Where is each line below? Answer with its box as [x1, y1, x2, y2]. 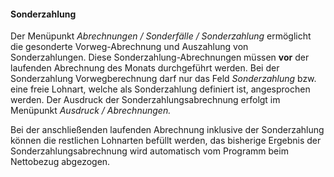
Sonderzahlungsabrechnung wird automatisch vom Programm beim [10, 145, 289, 157]
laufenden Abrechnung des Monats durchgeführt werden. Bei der [10, 62, 280, 74]
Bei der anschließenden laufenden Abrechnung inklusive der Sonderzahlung [10, 124, 325, 136]
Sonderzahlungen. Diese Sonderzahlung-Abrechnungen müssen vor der [10, 51, 310, 64]
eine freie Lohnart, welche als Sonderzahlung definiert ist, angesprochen [10, 83, 311, 95]
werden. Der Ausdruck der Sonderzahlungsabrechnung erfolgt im [10, 94, 281, 106]
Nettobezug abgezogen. [10, 156, 111, 168]
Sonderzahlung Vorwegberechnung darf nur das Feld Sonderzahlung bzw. [10, 73, 317, 85]
